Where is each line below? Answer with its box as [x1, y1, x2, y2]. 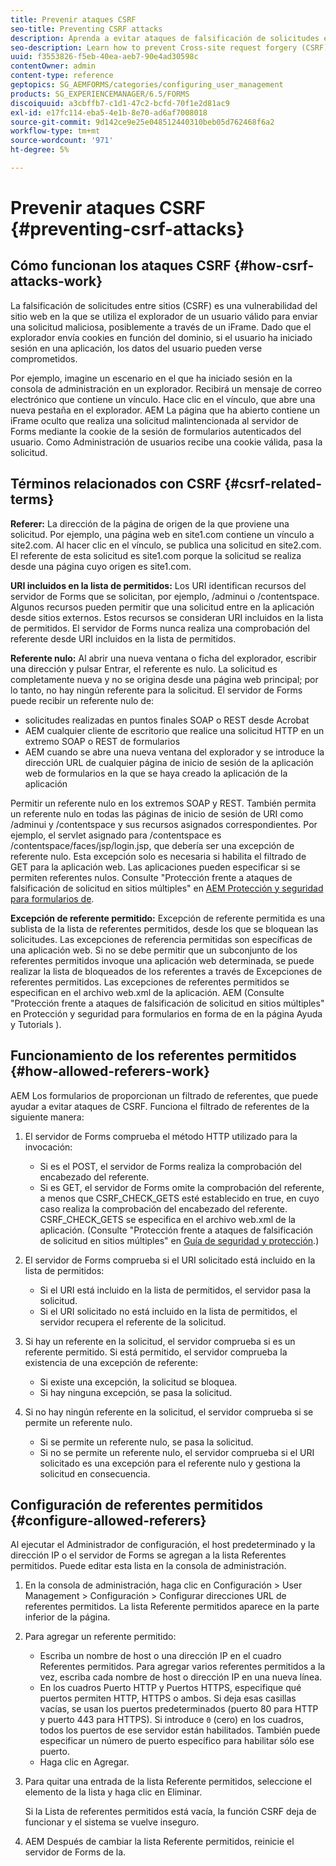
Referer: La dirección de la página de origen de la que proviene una [10, 517, 290, 530]
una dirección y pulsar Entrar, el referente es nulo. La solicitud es [10, 662, 278, 675]
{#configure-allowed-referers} [10, 1512, 207, 1529]
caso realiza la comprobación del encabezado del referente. [39, 1202, 288, 1215]
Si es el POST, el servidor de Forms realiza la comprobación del [39, 1160, 302, 1172]
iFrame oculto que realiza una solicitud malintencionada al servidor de [10, 414, 299, 426]
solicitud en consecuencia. [39, 1467, 151, 1480]
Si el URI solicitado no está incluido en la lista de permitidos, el [39, 1305, 298, 1317]
